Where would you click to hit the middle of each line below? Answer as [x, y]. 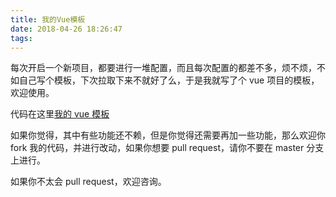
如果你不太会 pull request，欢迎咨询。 [88, 182]
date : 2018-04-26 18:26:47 [66, 29]
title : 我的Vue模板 [48, 19]
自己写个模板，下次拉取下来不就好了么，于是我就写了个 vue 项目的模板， [169, 80]
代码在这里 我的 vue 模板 [60, 114]
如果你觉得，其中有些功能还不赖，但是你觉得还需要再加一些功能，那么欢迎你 [168, 135]
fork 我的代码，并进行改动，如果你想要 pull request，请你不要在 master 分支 [167, 148]
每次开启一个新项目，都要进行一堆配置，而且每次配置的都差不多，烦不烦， [163, 68]
